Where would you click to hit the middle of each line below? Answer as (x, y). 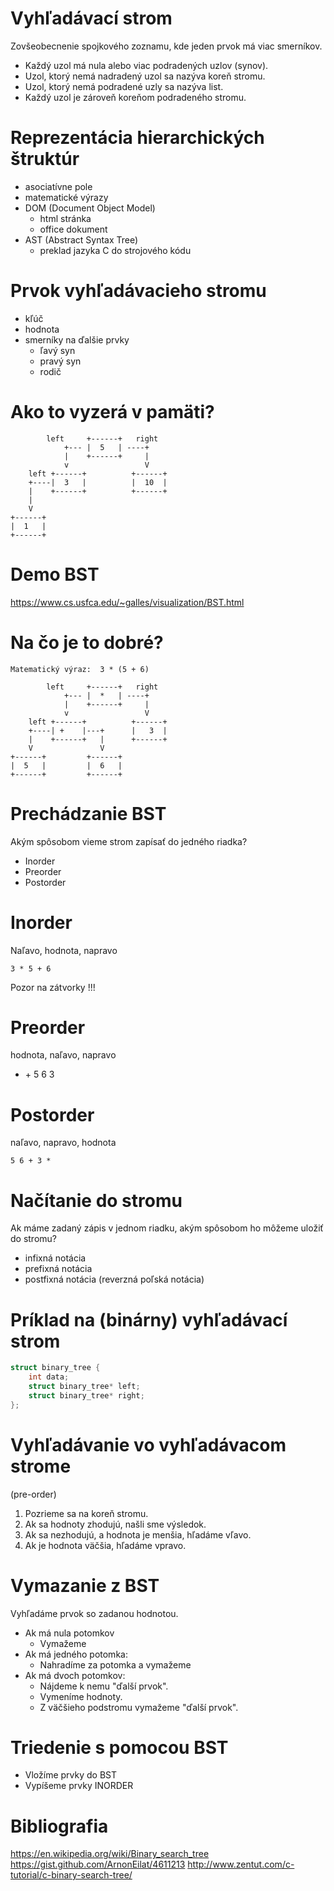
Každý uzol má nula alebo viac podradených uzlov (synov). (146, 65)
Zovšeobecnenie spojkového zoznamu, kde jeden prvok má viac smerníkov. (166, 46)
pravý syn (60, 361)
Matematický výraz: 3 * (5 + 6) (80, 669)
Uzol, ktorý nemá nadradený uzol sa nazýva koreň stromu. (145, 76)
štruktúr (45, 159)
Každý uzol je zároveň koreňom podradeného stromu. (135, 97)
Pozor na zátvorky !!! (53, 987)
